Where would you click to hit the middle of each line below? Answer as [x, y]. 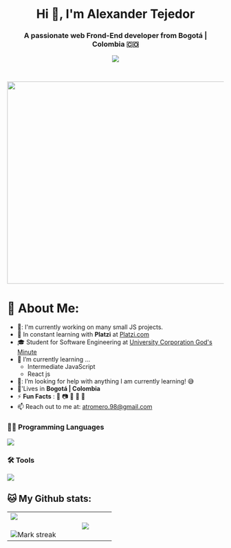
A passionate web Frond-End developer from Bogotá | [115, 36]
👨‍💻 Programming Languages [56, 428]
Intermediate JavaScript [61, 367]
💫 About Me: [43, 308]
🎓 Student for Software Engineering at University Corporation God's [115, 342]
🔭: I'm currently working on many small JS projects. [90, 327]
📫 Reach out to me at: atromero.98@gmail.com [85, 407]
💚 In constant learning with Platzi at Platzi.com [83, 335]
